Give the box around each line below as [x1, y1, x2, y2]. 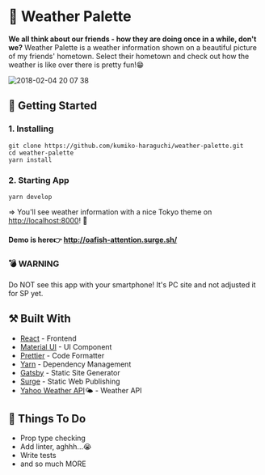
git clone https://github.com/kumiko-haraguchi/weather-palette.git [8, 142, 244, 150]
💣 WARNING [8, 258, 60, 269]
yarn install [8, 155, 53, 164]
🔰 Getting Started [8, 99, 98, 112]
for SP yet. [8, 288, 44, 298]
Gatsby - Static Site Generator [19, 367, 121, 377]
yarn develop [8, 193, 53, 201]
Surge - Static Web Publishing [19, 376, 120, 386]
